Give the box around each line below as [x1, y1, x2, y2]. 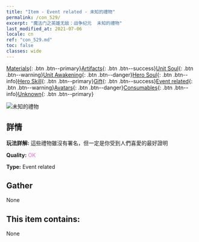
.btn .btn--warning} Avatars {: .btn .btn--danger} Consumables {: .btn [6, 84, 173, 91]
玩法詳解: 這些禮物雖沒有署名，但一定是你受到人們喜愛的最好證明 [6, 139, 168, 147]
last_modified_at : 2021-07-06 [6, 25, 83, 32]
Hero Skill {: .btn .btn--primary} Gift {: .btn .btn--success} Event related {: [17, 77, 193, 84]
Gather [6, 180, 33, 191]
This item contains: [6, 214, 80, 224]
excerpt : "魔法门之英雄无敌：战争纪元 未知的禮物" [6, 20, 122, 26]
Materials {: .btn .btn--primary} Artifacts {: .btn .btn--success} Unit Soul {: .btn [6, 65, 194, 72]
